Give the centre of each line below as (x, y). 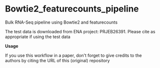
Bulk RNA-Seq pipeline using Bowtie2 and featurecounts (61, 22)
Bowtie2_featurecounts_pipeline (72, 9)
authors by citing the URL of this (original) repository (57, 60)
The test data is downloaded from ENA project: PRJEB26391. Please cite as (80, 31)
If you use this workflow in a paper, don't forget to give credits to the (73, 55)
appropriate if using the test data (38, 37)
